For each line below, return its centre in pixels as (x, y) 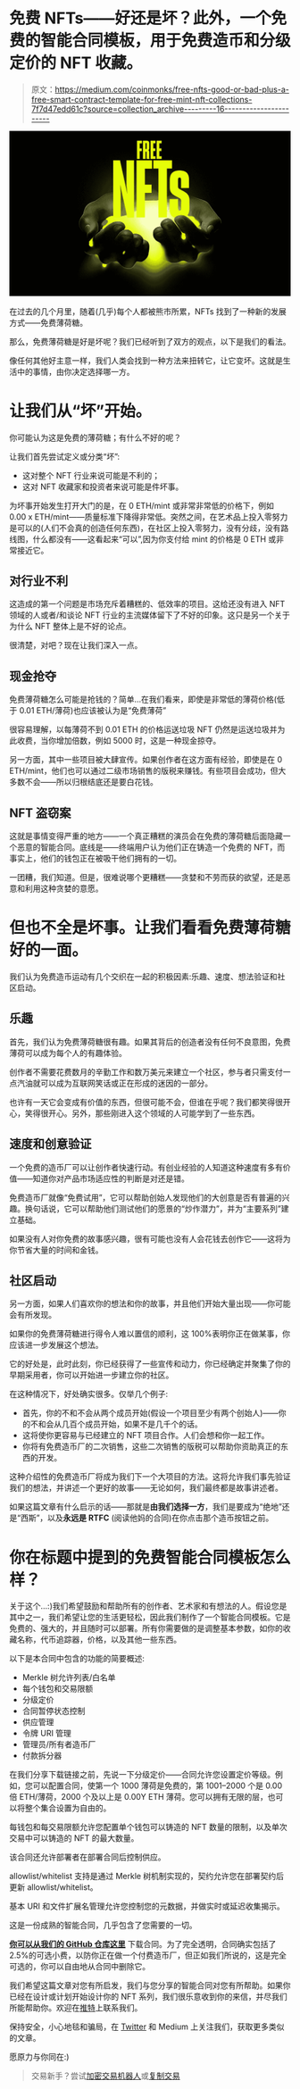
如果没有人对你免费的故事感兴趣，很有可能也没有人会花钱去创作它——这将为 (150, 1238)
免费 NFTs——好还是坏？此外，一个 (140, 18)
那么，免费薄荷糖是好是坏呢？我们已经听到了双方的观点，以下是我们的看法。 (150, 341)
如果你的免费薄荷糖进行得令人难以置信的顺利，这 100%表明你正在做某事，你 (150, 1334)
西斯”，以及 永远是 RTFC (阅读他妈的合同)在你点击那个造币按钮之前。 (147, 1518)
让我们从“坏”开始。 (80, 411)
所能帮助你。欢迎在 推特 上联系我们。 (76, 2008)
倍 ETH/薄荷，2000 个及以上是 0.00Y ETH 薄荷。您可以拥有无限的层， (138, 1797)
